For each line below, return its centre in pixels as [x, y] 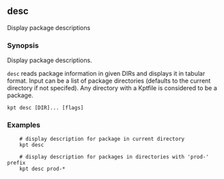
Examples [24, 125]
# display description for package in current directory [102, 139]
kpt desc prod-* [43, 169]
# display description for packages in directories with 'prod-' [114, 157]
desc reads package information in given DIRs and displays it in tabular [106, 74]
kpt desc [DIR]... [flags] [45, 108]
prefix [16, 163]
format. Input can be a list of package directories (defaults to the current [109, 81]
